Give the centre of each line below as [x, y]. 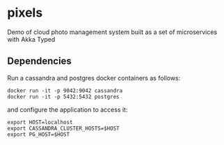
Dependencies [39, 61]
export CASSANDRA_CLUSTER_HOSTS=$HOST [63, 128]
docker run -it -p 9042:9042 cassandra [65, 91]
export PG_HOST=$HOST [39, 134]
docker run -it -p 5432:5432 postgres [63, 96]
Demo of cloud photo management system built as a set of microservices [112, 32]
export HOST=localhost [40, 122]
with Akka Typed [31, 39]
